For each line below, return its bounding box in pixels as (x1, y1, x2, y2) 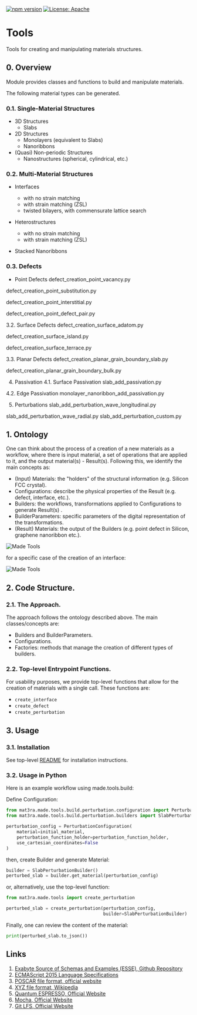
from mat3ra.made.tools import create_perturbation (6, 895, 135, 901)
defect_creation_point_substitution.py (6, 287, 97, 294)
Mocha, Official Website (14, 996, 73, 1003)
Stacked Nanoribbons (14, 248, 67, 255)
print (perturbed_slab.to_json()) (6, 933, 88, 939)
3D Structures (14, 118, 49, 125)
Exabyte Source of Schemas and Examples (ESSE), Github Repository (14, 965, 183, 972)
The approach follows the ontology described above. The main (6, 614, 158, 621)
